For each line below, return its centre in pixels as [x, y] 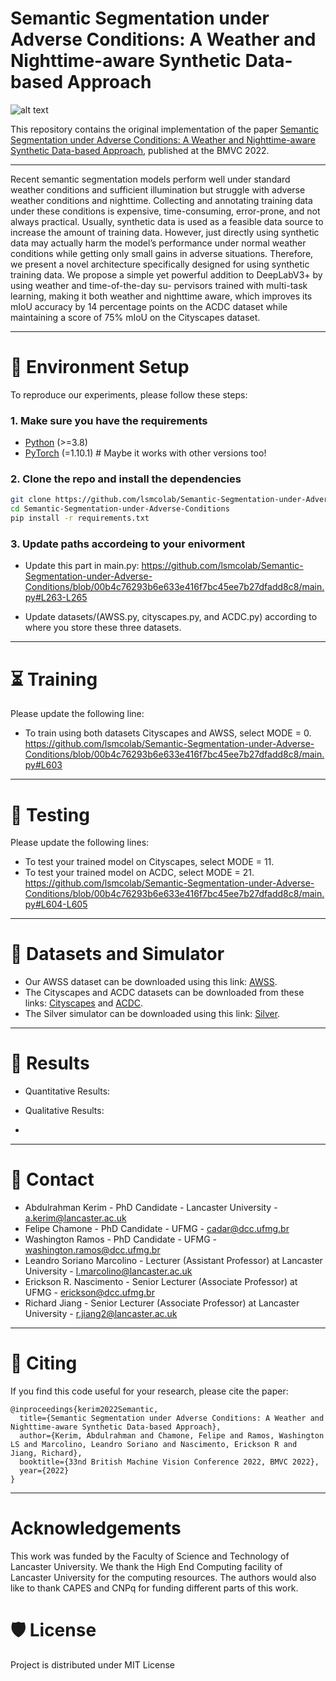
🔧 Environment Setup [100, 367]
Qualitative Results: [64, 1111]
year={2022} [44, 1471]
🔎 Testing [50, 814]
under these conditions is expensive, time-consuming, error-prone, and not [165, 211]
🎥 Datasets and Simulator [117, 954]
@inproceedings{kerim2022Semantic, [84, 1410]
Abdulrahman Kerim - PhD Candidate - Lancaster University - [151, 1208]
